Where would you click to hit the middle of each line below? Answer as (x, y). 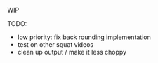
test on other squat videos (55, 44)
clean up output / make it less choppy (72, 52)
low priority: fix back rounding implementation (84, 37)
